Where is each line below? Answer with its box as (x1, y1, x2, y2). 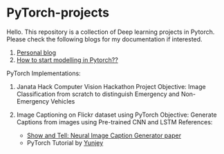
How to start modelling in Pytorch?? (16, 55, 118, 64)
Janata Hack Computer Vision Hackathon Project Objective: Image (16, 82, 206, 90)
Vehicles (50, 97, 75, 105)
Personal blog (16, 48, 57, 57)
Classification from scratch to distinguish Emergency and (16, 90, 180, 98)
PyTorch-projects (6, 5, 110, 21)
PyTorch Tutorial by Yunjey (26, 138, 104, 146)
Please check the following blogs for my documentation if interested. (6, 35, 203, 43)
